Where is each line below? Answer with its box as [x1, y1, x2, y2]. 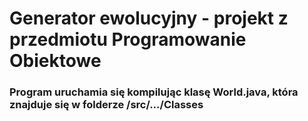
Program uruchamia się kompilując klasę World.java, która [9, 85, 299, 99]
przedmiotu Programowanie [9, 28, 247, 51]
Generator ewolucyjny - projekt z [9, 7, 289, 30]
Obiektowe [9, 50, 102, 72]
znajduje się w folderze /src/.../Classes [9, 98, 204, 112]
